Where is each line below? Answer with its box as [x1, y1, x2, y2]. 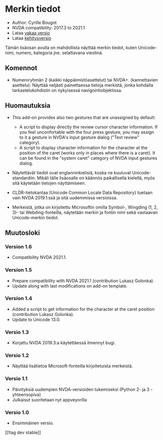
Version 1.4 [5, 295, 33, 302]
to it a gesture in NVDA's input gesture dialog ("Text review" [19, 134, 140, 140]
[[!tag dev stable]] [5, 430, 41, 436]
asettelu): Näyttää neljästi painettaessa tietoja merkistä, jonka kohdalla [12, 82, 153, 88]
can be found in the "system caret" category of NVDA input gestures [19, 155, 157, 161]
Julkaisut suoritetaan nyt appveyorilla [12, 397, 87, 402]
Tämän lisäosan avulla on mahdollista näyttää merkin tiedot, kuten [5, 44, 137, 50]
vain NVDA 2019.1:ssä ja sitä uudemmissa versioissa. [12, 194, 118, 201]
